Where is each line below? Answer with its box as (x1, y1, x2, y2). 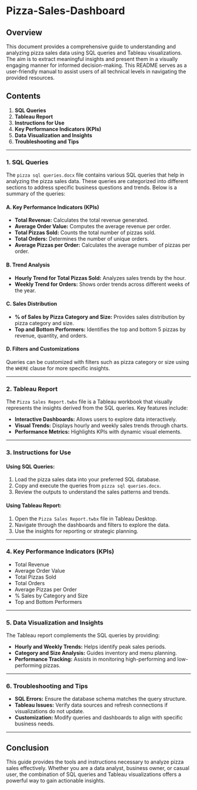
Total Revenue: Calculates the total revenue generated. (14, 217, 149, 224)
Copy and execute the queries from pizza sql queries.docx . (14, 482, 161, 489)
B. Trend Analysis (6, 261, 50, 268)
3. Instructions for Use (6, 448, 72, 457)
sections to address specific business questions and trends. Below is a (6, 184, 177, 191)
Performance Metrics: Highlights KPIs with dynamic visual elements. (14, 428, 182, 435)
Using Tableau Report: (6, 502, 62, 509)
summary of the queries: (6, 190, 66, 197)
